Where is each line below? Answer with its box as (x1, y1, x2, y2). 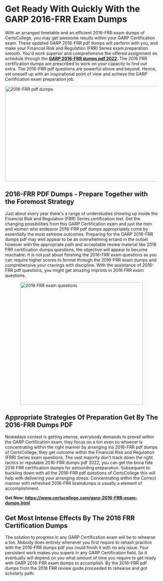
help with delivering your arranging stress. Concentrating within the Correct (5, 475, 156, 481)
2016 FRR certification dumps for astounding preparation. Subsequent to (5, 465, 150, 470)
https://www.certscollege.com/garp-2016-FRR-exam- (25, 495, 138, 500)
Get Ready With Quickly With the (5, 3, 140, 15)
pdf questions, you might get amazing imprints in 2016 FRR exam (14, 267, 144, 273)
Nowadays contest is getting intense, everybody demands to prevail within (5, 433, 154, 440)
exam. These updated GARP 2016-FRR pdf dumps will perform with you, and (5, 40, 158, 46)
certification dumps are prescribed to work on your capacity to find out (5, 61, 147, 66)
